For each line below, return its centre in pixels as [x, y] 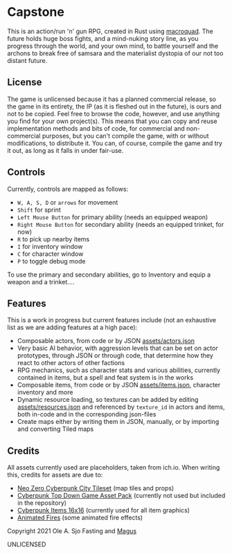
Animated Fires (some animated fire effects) [80, 518]
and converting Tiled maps [55, 429]
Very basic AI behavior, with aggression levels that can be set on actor [117, 348]
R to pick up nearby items [53, 239]
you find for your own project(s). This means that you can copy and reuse [112, 121]
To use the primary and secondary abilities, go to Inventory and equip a [109, 275]
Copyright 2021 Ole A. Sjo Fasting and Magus [72, 531]
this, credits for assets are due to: [55, 475]
